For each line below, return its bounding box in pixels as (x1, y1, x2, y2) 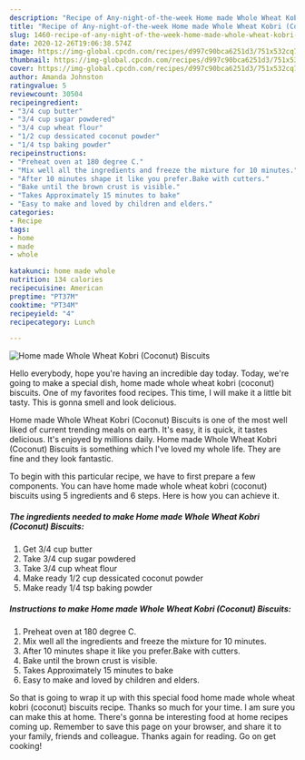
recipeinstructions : (9, 148, 88, 157)
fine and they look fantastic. (9, 453, 113, 464)
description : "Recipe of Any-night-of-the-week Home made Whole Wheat (9, 13, 282, 23)
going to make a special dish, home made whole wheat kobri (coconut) (9, 378, 275, 389)
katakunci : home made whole (9, 267, 116, 276)
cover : (9, 65, 34, 74)
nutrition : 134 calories (9, 275, 103, 285)
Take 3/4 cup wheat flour (22, 563, 118, 574)
